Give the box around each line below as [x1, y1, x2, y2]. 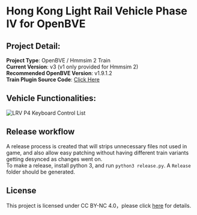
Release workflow [6, 127, 75, 137]
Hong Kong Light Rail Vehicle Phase [6, 4, 188, 18]
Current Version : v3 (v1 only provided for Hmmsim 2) [6, 63, 139, 70]
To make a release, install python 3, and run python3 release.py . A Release [6, 162, 191, 169]
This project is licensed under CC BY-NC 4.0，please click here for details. [6, 202, 192, 210]
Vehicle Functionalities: [6, 93, 96, 103]
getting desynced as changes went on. [6, 155, 103, 163]
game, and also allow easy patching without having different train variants [6, 149, 189, 156]
